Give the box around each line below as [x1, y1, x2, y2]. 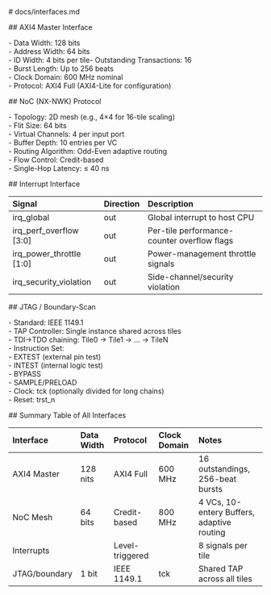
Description [148, 198, 194, 209]
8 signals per [198, 540, 248, 551]
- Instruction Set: [8, 343, 65, 353]
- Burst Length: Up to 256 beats [8, 64, 115, 73]
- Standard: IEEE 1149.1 [8, 318, 84, 327]
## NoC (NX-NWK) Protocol [8, 97, 102, 106]
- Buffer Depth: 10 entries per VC [8, 138, 118, 148]
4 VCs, [198, 497, 224, 507]
